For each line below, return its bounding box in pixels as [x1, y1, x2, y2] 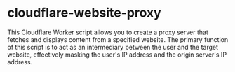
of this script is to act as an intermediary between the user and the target [7, 43, 219, 51]
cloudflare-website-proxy [7, 5, 161, 21]
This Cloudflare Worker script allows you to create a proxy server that [7, 28, 208, 36]
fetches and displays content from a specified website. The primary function [7, 35, 229, 43]
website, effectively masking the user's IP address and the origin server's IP [7, 50, 227, 59]
